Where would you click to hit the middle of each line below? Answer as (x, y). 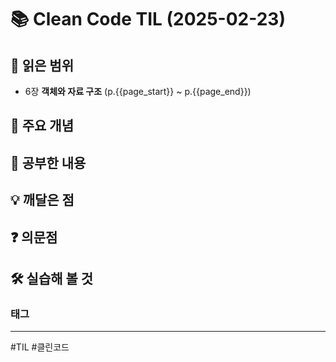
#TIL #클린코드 (40, 347)
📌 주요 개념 (42, 126)
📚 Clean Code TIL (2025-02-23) (148, 19)
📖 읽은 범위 (42, 65)
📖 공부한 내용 (48, 162)
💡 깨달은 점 (42, 200)
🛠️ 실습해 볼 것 (52, 278)
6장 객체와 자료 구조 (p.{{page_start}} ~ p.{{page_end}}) (138, 91)
